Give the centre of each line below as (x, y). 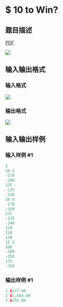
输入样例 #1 (19, 155)
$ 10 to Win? (32, 10)
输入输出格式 (25, 70)
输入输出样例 (25, 139)
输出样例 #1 (19, 280)
